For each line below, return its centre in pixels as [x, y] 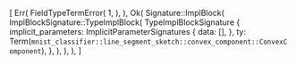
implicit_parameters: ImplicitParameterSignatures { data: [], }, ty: [127, 32]
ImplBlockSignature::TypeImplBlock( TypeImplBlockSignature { [125, 22]
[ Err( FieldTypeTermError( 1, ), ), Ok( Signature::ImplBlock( [117, 13]
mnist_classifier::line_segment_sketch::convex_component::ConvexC [159, 42]
